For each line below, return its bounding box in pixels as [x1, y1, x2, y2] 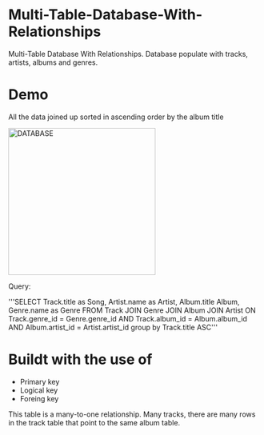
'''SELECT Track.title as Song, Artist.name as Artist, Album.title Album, [8, 297, 240, 306]
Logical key [19, 385, 58, 395]
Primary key [19, 377, 60, 386]
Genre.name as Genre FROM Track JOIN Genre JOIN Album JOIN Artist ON [8, 305, 256, 315]
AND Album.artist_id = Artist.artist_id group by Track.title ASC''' [8, 322, 218, 332]
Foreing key [19, 393, 59, 403]
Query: [8, 281, 31, 291]
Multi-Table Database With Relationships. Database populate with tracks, [8, 49, 248, 58]
